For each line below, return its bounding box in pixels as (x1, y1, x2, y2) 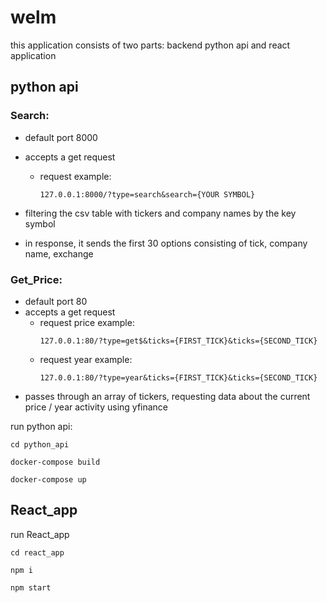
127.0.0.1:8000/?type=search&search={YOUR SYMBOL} (39, 189, 256, 200)
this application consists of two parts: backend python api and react (10, 39, 291, 51)
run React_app (10, 528, 70, 540)
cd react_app (10, 547, 65, 558)
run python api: (10, 420, 73, 432)
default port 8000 (24, 131, 98, 143)
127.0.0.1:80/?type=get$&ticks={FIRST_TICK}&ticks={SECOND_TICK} (39, 336, 318, 346)
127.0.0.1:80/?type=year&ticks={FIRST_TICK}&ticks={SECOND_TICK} (39, 372, 318, 383)
